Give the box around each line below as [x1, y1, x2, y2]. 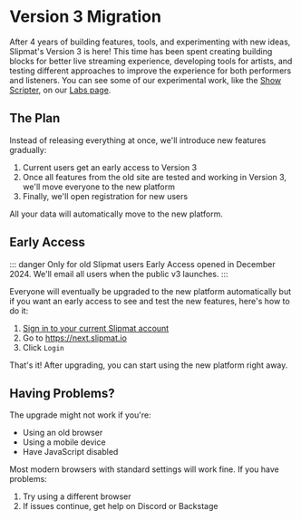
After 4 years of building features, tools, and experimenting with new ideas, [9, 36, 291, 47]
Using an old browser [22, 428, 103, 438]
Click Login [22, 342, 65, 352]
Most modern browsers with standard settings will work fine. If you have [9, 464, 279, 475]
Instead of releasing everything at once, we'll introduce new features [9, 134, 267, 146]
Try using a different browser [22, 491, 131, 502]
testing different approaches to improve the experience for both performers [9, 65, 292, 76]
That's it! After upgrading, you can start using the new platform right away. [9, 360, 288, 371]
